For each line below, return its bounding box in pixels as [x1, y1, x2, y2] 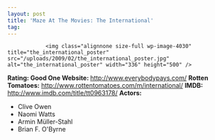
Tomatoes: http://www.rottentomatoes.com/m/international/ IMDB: [7, 81, 204, 90]
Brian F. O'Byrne [17, 125, 66, 134]
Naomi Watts [17, 110, 55, 119]
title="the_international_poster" [7, 49, 110, 57]
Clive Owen [17, 103, 52, 111]
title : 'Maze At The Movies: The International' [7, 17, 154, 24]
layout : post [7, 10, 46, 18]
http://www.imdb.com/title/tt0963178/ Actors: [7, 89, 142, 98]
